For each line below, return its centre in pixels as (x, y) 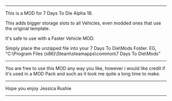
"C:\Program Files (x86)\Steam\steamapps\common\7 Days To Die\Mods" (83, 54)
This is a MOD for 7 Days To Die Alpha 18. (49, 13)
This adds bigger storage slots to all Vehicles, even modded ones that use (83, 23)
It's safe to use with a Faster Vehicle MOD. (50, 38)
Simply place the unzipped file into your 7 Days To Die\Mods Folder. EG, (81, 48)
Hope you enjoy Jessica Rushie (38, 88)
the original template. (28, 28)
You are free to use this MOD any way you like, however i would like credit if (85, 68)
